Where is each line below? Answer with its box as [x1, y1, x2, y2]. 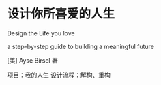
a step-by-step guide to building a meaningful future [7, 42, 155, 50]
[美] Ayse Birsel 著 [7, 56, 58, 65]
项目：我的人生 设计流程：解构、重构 [7, 71, 111, 79]
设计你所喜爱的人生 [7, 6, 115, 22]
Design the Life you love [7, 29, 75, 37]
